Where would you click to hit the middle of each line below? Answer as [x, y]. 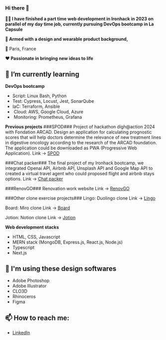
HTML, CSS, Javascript [36, 237]
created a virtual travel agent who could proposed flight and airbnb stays [80, 174]
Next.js [20, 253]
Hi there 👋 [17, 8]
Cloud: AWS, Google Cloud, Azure [48, 112]
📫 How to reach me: [37, 318]
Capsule [14, 29]
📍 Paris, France [21, 49]
